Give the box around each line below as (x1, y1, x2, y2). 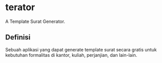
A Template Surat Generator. (5, 18, 65, 24)
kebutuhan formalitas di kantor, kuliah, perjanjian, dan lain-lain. (5, 52, 137, 58)
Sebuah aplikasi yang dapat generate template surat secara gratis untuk (5, 46, 157, 52)
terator (5, 2, 35, 13)
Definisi (5, 33, 31, 42)
